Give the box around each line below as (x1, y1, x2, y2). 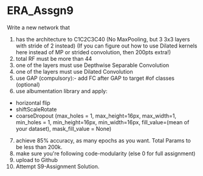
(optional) (15, 80, 40, 88)
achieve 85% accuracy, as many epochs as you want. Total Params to (15, 136, 191, 144)
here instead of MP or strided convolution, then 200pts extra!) (15, 48, 171, 55)
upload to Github (15, 156, 58, 163)
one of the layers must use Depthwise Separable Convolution (15, 62, 170, 69)
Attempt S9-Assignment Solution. (15, 163, 100, 170)
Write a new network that (7, 24, 71, 31)
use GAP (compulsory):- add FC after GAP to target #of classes (15, 74, 175, 82)
